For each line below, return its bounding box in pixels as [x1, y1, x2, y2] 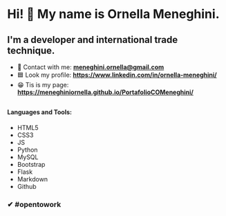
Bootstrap [17, 161, 46, 168]
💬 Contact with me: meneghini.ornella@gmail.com [17, 63, 164, 71]
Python [17, 145, 38, 154]
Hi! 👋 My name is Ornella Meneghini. [7, 6, 220, 22]
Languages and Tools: [7, 108, 73, 116]
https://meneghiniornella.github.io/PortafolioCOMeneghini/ [17, 88, 194, 96]
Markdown [17, 175, 48, 183]
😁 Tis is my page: [17, 81, 69, 89]
